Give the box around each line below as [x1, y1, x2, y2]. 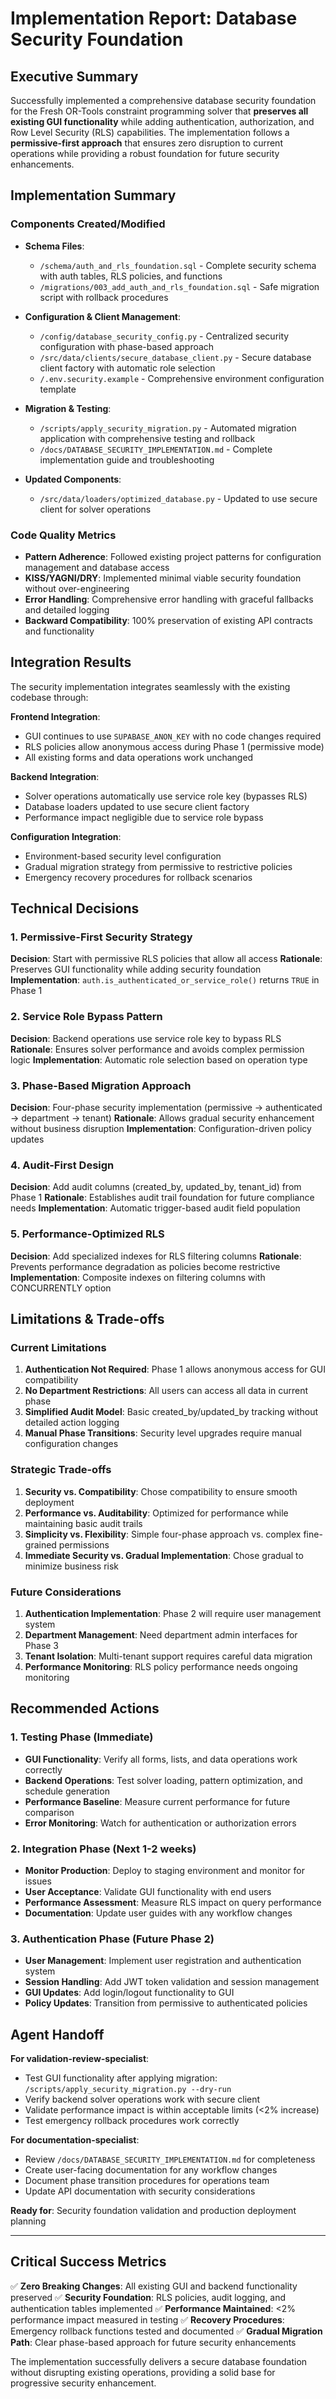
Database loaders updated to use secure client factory [24, 800, 250, 812]
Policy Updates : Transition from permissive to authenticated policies [24, 1997, 308, 2009]
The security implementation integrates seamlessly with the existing [10, 680, 291, 692]
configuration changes [24, 1438, 119, 1450]
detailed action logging [24, 1417, 120, 1429]
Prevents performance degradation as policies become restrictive [10, 1260, 281, 1272]
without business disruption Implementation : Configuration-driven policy [10, 1123, 312, 1135]
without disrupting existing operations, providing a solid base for [10, 2366, 276, 2378]
